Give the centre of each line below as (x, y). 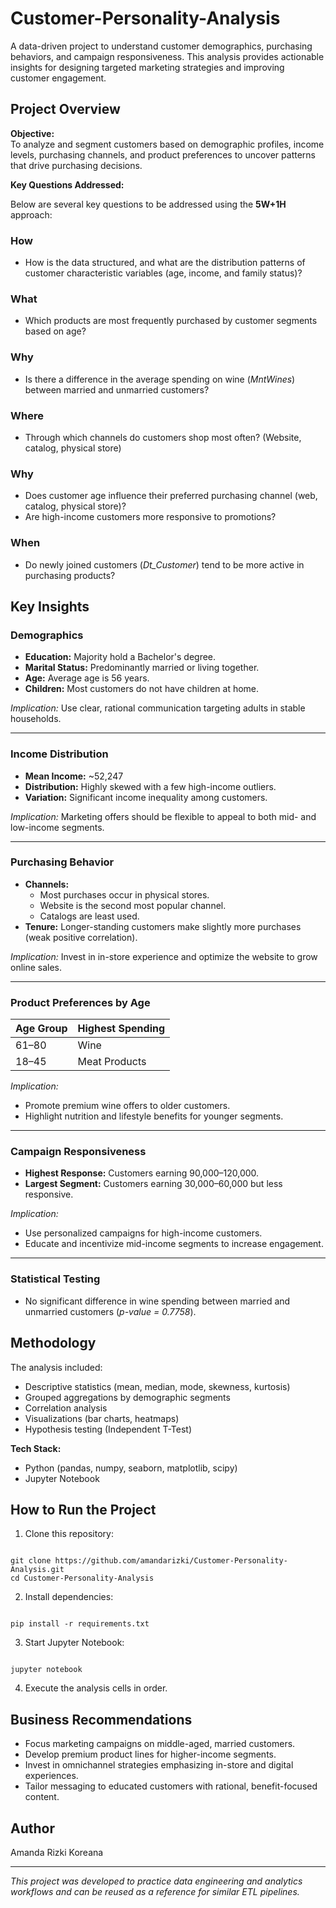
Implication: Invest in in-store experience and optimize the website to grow (164, 956)
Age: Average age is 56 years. (87, 678)
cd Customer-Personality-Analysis (82, 1578)
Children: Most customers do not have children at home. (142, 689)
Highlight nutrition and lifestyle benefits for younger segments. (154, 1116)
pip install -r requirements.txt (80, 1624)
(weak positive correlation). (81, 937)
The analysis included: (56, 1367)
